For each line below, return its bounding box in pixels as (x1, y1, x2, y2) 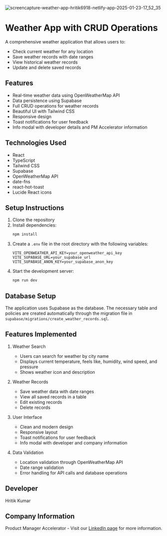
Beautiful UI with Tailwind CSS (12, 108, 75, 114)
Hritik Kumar (5, 497, 31, 503)
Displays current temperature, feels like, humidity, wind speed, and (19, 358, 158, 364)
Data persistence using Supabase (12, 98, 82, 104)
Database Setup (5, 292, 56, 300)
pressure (19, 363, 38, 370)
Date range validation (19, 464, 64, 470)
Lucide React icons (12, 189, 52, 195)
